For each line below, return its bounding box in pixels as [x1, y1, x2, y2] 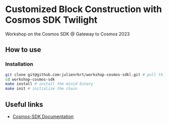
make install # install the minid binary [5, 82, 94, 87]
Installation [5, 60, 34, 68]
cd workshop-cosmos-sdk [5, 77, 55, 82]
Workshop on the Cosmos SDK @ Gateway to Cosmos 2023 [5, 31, 130, 37]
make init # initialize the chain [5, 86, 78, 91]
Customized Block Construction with [5, 4, 162, 15]
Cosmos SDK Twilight [5, 14, 98, 26]
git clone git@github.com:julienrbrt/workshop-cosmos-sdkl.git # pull [5, 72, 156, 77]
